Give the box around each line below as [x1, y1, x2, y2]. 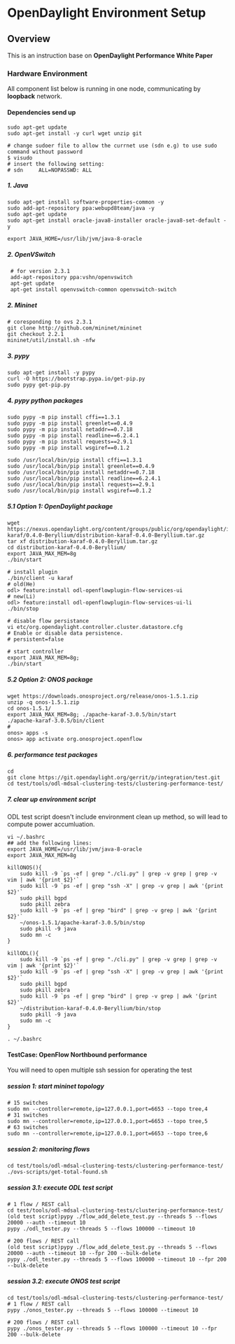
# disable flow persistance [7, 618, 90, 625]
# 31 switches [7, 1112, 49, 1119]
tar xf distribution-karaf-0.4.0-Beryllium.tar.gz [7, 538, 158, 545]
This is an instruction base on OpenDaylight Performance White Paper [7, 51, 213, 59]
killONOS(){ [7, 864, 42, 872]
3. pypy [7, 352, 30, 360]
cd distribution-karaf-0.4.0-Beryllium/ [7, 544, 127, 551]
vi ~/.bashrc [7, 834, 45, 841]
